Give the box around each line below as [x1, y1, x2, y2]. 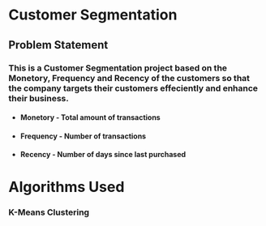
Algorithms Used [8, 178, 125, 196]
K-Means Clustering [8, 207, 90, 218]
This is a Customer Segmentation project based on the [8, 62, 228, 74]
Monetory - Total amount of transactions [19, 113, 161, 122]
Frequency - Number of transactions [19, 131, 147, 141]
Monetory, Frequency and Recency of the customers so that [8, 72, 250, 83]
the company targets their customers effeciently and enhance [8, 83, 258, 94]
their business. [8, 92, 69, 104]
